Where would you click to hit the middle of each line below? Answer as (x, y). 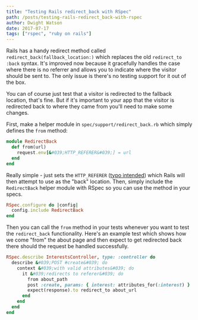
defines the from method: (37, 131)
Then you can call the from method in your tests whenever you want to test (98, 227)
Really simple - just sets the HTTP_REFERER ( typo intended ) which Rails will (96, 175)
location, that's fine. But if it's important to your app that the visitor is (90, 100)
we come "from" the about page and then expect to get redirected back (94, 240)
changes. (18, 113)
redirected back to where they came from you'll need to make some (89, 106)
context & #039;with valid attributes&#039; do (76, 268)
